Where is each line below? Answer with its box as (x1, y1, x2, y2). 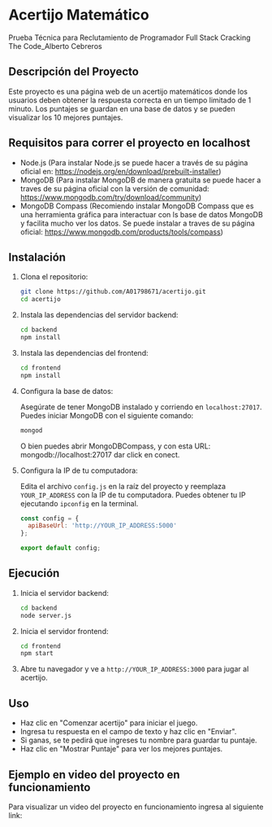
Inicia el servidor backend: (19, 588, 110, 597)
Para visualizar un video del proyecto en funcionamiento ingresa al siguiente (8, 802, 264, 812)
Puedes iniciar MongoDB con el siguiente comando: (19, 410, 194, 420)
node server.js (19, 611, 72, 619)
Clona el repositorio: (19, 272, 89, 282)
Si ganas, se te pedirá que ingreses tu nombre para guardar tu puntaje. (19, 735, 257, 746)
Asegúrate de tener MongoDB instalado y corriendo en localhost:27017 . (19, 401, 262, 412)
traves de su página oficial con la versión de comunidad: (19, 183, 209, 193)
